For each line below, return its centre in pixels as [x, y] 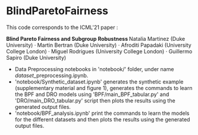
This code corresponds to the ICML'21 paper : [62, 27]
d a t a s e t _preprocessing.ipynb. [51, 75]
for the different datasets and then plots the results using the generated [102, 119]
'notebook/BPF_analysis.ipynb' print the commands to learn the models [102, 113]
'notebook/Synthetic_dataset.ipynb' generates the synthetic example [99, 82]
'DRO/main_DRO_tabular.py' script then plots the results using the [95, 100]
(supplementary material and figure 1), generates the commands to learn [103, 88]
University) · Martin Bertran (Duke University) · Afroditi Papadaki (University [99, 45]
